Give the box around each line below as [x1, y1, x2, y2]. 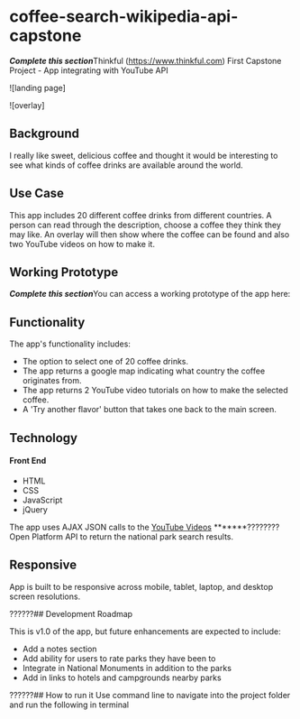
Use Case [9, 186, 65, 201]
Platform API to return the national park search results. [31, 530, 234, 542]
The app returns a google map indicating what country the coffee [22, 365, 266, 376]
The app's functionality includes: [9, 338, 131, 349]
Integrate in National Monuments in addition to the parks [22, 662, 232, 673]
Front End [9, 456, 47, 466]
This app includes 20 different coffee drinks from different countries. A [9, 209, 272, 220]
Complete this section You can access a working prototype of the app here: [9, 289, 291, 300]
